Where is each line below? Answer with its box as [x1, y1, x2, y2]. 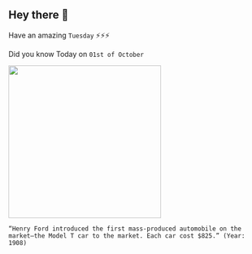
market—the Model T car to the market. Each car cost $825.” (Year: [8, 231, 245, 240]
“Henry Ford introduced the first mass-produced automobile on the [8, 225, 242, 233]
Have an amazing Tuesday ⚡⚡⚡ [8, 30, 111, 40]
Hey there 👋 [8, 8, 69, 22]
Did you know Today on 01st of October [8, 49, 145, 59]
